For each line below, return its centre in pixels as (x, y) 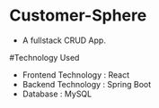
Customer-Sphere (78, 16)
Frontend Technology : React (76, 75)
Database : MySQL (57, 94)
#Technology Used (44, 57)
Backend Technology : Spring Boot (87, 84)
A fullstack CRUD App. (64, 40)
